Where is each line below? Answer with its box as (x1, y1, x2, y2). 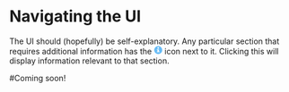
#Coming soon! (9, 72, 66, 83)
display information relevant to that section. (9, 55, 170, 66)
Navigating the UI (9, 6, 142, 27)
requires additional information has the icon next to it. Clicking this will (9, 46, 279, 56)
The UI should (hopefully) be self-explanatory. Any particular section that (9, 36, 280, 46)
